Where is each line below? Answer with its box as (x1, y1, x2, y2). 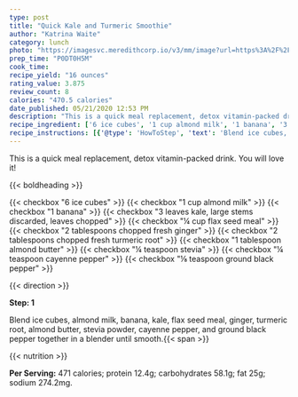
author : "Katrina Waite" (9, 29, 101, 38)
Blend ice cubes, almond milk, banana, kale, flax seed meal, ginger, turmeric (9, 314, 288, 325)
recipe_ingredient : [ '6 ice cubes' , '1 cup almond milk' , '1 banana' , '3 (9, 121, 288, 130)
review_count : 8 (9, 87, 69, 96)
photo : (9, 46, 34, 55)
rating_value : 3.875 (9, 79, 86, 88)
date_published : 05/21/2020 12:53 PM (9, 104, 149, 113)
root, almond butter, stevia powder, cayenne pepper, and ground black (9, 323, 267, 334)
